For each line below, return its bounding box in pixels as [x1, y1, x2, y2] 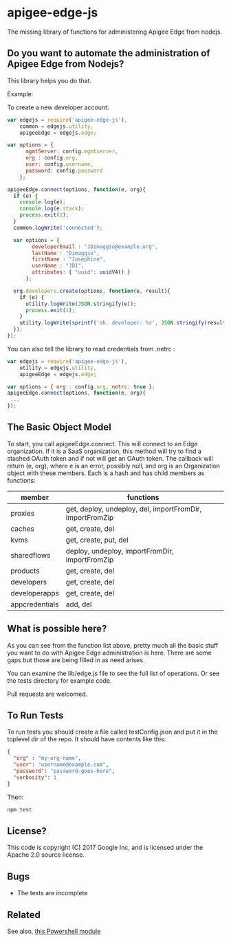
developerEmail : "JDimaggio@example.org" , [32, 243, 158, 250]
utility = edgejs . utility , [19, 364, 97, 371]
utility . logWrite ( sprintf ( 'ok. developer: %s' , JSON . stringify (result [19, 320, 226, 327]
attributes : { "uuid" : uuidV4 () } [32, 269, 131, 276]
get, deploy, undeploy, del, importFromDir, [65, 504, 202, 514]
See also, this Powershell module [7, 927, 101, 935]
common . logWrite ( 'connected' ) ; [13, 224, 103, 231]
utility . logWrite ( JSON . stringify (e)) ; [25, 300, 137, 307]
